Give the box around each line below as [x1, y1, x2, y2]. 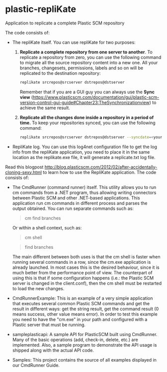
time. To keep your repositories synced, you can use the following [19, 120, 156, 126]
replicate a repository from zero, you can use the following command [19, 54, 162, 60]
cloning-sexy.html [5, 169, 42, 175]
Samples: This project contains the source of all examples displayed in [12, 357, 157, 363]
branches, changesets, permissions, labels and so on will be [19, 65, 143, 71]
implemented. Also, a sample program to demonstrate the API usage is [12, 342, 157, 348]
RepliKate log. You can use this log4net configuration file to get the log [12, 144, 158, 150]
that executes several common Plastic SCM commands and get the [12, 300, 150, 306]
